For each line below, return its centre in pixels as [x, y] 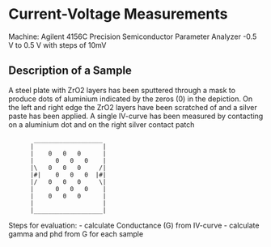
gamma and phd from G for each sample [76, 234]
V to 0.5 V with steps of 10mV [57, 45]
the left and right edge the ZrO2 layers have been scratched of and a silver [133, 107]
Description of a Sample [70, 71]
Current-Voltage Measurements [118, 14]
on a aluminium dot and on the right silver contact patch [102, 124]
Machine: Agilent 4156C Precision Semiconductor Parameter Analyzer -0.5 [133, 36]
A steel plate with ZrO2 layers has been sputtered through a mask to [122, 90]
